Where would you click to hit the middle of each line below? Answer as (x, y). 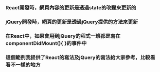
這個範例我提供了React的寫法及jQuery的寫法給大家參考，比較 (78, 58)
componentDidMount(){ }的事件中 (46, 43)
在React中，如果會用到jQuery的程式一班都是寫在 (63, 36)
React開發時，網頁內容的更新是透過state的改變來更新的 (71, 7)
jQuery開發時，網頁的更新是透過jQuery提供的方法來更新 (72, 22)
